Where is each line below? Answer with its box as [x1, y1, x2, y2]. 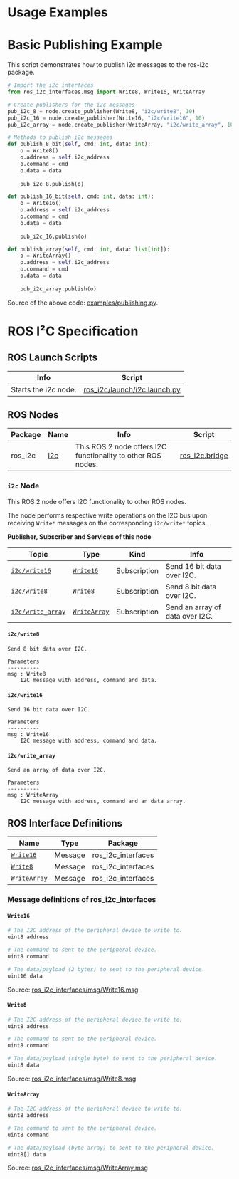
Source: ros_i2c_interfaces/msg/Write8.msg [7, 1074, 137, 1083]
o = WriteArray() [20, 252, 72, 260]
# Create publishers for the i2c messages [7, 101, 135, 108]
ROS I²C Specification [7, 323, 139, 339]
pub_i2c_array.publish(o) [20, 285, 97, 293]
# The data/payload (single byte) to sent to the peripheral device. [7, 1055, 218, 1062]
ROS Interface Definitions [7, 817, 123, 829]
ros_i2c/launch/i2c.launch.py [83, 384, 181, 394]
